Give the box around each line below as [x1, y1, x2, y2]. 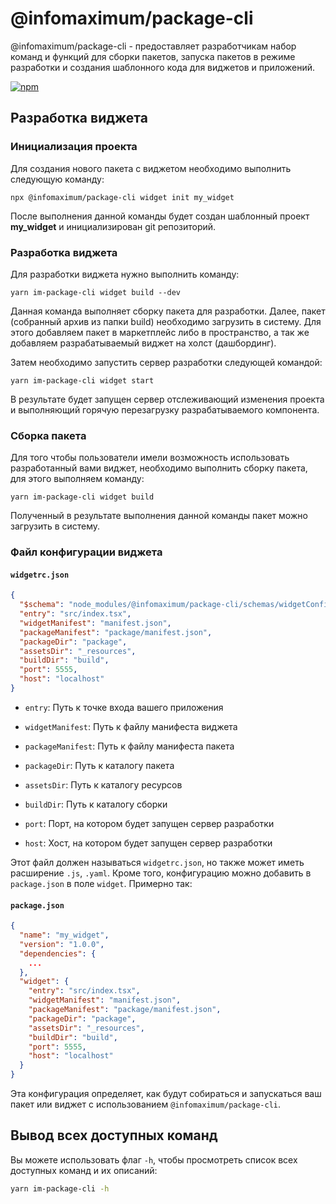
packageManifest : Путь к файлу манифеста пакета [24, 740, 235, 752]
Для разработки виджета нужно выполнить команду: [10, 268, 240, 280]
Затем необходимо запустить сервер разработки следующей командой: [10, 356, 323, 368]
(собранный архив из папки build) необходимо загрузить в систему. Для [10, 315, 322, 327]
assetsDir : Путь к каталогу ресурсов [24, 778, 183, 791]
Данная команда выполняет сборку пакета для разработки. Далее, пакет [10, 305, 326, 317]
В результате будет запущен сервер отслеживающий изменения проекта [10, 393, 325, 405]
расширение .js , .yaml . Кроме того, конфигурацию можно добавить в [10, 867, 312, 879]
